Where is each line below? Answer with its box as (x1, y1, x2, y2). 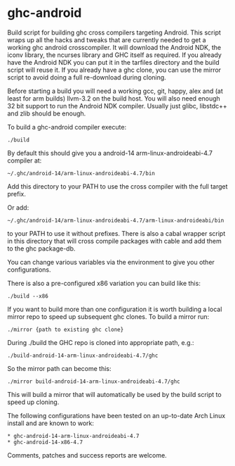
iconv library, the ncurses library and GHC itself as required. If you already (7, 51, 222, 59)
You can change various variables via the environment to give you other (7, 258, 215, 266)
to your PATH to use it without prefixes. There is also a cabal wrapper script (7, 229, 226, 237)
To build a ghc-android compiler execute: (7, 122, 127, 131)
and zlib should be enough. (7, 109, 86, 118)
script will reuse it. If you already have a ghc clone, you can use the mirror (7, 65, 222, 74)
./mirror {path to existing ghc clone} (7, 326, 124, 333)
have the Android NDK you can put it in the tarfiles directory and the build (7, 58, 220, 66)
